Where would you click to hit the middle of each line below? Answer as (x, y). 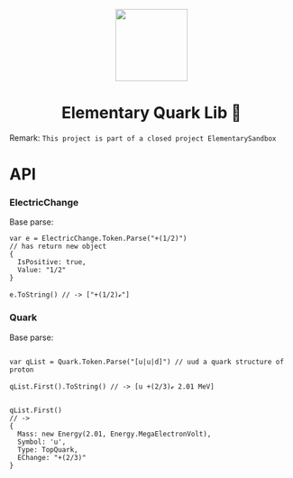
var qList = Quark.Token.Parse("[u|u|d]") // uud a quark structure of (146, 362)
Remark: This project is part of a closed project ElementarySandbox (143, 138)
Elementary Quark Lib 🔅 (151, 113)
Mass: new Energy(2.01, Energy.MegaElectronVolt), (114, 434)
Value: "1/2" (42, 271)
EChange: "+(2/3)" (52, 457)
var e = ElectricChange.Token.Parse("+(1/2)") (98, 239)
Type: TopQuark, (48, 450)
